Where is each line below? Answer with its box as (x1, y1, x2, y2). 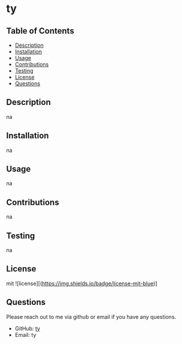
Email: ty (14, 331, 37, 338)
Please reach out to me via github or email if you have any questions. (6, 313, 177, 320)
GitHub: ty (14, 325, 41, 332)
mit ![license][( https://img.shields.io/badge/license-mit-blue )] (6, 280, 157, 287)
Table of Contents (6, 26, 75, 36)
